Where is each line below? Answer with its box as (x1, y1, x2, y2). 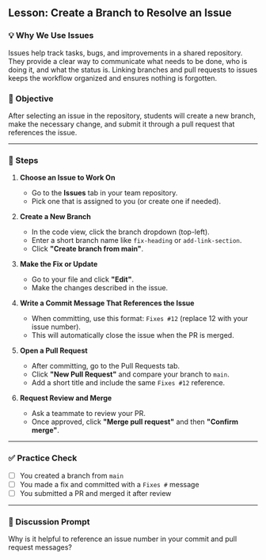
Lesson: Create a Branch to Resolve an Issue (8, 6, 232, 20)
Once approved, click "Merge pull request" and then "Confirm (31, 417, 239, 426)
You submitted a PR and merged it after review (19, 488, 172, 498)
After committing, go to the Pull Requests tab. (31, 361, 180, 371)
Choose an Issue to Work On (19, 173, 116, 183)
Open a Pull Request (19, 346, 89, 355)
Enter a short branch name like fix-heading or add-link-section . (31, 236, 242, 245)
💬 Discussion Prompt (8, 516, 90, 527)
